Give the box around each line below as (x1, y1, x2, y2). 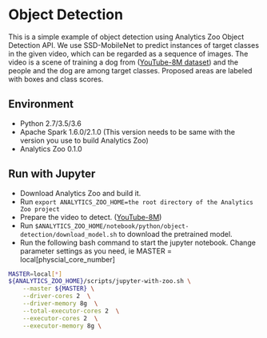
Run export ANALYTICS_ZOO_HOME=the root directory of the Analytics (19, 197, 253, 206)
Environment (8, 97, 74, 111)
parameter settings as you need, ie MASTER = (19, 246, 172, 256)
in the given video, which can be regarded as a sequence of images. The (8, 49, 249, 58)
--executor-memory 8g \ (22, 321, 102, 330)
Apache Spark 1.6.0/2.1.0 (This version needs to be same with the (19, 127, 236, 136)
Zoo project (19, 205, 60, 213)
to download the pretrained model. (118, 229, 233, 238)
